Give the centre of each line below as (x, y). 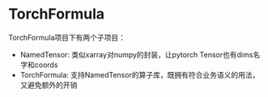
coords (46, 65)
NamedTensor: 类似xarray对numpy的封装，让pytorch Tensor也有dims (136, 54)
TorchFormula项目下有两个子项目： (67, 37)
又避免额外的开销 (49, 85)
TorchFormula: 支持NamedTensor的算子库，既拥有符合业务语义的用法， (140, 74)
